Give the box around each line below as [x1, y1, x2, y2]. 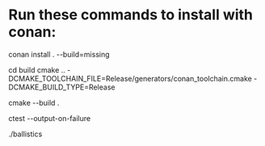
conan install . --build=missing [8, 49, 111, 59]
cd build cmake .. [8, 65, 66, 74]
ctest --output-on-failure [8, 113, 91, 123]
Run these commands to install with [8, 6, 253, 24]
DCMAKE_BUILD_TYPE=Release [8, 82, 116, 92]
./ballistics [8, 129, 43, 139]
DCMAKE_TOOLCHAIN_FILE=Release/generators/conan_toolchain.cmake [8, 73, 252, 83]
